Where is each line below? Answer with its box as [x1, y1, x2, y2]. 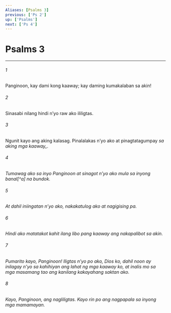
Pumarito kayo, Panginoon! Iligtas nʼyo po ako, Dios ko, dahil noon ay [5, 258, 152, 264]
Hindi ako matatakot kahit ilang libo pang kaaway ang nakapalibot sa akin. [5, 231, 163, 237]
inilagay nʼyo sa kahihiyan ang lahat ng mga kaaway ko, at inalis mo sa [5, 263, 156, 270]
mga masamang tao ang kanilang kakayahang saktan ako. [5, 269, 130, 275]
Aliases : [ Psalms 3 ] [5, 7, 49, 13]
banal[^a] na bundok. [5, 176, 51, 182]
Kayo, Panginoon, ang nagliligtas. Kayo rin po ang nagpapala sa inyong [5, 296, 157, 302]
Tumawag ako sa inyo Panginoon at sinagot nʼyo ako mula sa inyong [5, 170, 151, 176]
